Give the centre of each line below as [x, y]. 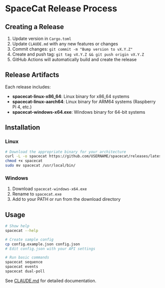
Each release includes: [28, 87]
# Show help [17, 226]
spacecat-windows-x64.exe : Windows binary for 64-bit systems [79, 112]
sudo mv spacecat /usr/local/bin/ [41, 165]
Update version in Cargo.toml [42, 38]
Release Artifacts [32, 75]
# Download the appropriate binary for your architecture [66, 152]
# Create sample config [29, 239]
